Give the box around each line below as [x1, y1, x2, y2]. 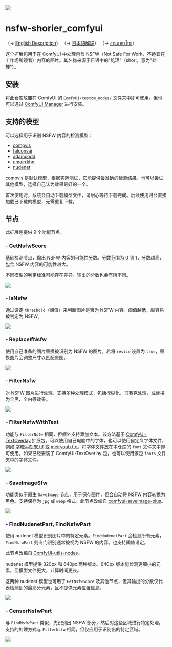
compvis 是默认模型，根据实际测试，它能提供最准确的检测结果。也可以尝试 [5, 175, 164, 181]
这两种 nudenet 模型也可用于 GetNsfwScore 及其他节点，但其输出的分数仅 [5, 578, 159, 585]
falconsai [12, 147, 32, 154]
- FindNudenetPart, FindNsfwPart [5, 521, 91, 528]
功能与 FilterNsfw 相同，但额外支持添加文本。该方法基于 [5, 430, 125, 437]
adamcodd [12, 153, 36, 159]
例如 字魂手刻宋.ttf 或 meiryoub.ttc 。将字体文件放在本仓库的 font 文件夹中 [5, 443, 161, 450]
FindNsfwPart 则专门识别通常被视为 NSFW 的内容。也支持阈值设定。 [5, 539, 149, 545]
